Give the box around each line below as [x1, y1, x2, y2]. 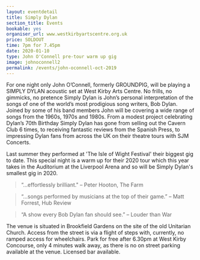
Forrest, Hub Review [20, 199, 72, 206]
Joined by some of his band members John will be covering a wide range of [6, 107, 195, 114]
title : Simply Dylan [6, 14, 58, 20]
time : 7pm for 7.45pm [6, 43, 61, 49]
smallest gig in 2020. [6, 170, 58, 177]
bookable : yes [6, 25, 42, 32]
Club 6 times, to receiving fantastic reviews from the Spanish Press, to [6, 126, 180, 133]
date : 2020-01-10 [6, 48, 50, 54]
